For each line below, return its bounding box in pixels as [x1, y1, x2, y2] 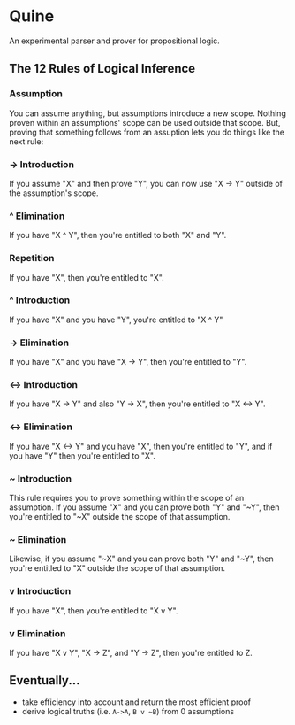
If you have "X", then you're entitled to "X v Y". [9, 605, 178, 616]
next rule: [9, 135, 44, 147]
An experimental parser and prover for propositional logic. [9, 35, 221, 46]
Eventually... [9, 673, 80, 688]
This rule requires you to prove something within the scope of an [9, 493, 245, 503]
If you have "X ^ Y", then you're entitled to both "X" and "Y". [9, 230, 227, 241]
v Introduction [9, 585, 72, 598]
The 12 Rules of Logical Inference [9, 61, 196, 76]
